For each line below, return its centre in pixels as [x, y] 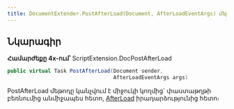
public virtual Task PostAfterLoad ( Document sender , [85, 71]
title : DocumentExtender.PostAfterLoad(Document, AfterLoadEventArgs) [112, 14]
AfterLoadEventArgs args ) [151, 78]
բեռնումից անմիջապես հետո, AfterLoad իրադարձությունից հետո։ [114, 99]
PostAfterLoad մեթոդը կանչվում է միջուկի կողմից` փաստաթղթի [109, 91]
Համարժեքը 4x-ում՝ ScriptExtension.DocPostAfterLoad [89, 58]
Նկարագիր [34, 42]
